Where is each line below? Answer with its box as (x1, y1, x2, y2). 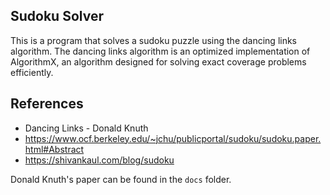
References (10, 95, 84, 113)
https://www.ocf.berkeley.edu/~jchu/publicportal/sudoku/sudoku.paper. (24, 132, 322, 144)
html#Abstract (24, 143, 85, 155)
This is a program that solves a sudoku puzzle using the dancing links (10, 34, 298, 46)
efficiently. (10, 66, 54, 78)
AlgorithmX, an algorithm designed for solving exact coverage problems (10, 55, 307, 68)
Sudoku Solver (10, 8, 104, 25)
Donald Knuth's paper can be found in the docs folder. (10, 173, 232, 185)
